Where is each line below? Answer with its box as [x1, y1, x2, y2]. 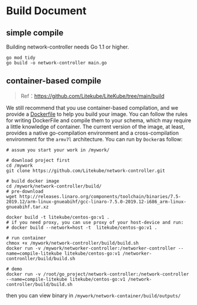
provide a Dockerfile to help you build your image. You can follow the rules [6, 111, 188, 118]
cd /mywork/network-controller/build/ [6, 183, 102, 189]
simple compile [6, 28, 64, 38]
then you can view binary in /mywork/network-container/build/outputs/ [6, 291, 181, 299]
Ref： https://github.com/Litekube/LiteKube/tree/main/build [20, 92, 164, 99]
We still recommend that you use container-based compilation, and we [6, 104, 179, 111]
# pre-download [6, 188, 44, 194]
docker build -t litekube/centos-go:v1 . [6, 214, 110, 220]
